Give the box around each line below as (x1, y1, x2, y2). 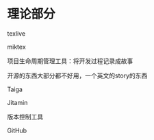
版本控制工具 (7, 113, 43, 121)
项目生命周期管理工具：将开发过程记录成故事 (7, 56, 133, 65)
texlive (7, 29, 26, 38)
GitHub (7, 126, 27, 135)
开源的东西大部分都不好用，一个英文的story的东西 (7, 71, 148, 80)
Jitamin (7, 98, 28, 106)
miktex (7, 43, 26, 51)
